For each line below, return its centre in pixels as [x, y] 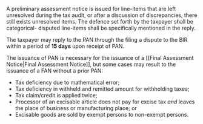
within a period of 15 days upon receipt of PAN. [65, 46]
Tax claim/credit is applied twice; [56, 95]
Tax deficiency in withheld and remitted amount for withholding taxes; [102, 89]
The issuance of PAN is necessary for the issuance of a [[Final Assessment [100, 58]
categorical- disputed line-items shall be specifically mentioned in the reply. [101, 28]
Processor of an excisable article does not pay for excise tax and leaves [105, 102]
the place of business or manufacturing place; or [76, 108]
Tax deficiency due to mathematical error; [67, 82]
